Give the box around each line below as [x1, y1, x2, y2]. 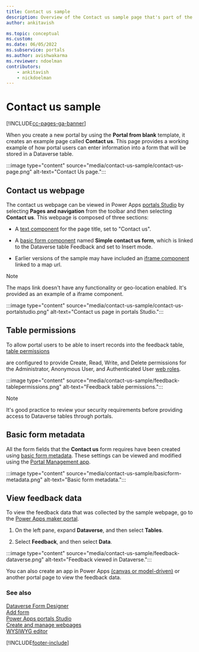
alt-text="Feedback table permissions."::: [62, 383, 163, 390]
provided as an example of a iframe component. [6, 291, 124, 297]
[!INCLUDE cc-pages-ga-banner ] [6, 120, 86, 127]
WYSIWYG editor [6, 628, 48, 635]
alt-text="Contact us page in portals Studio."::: [50, 308, 164, 315]
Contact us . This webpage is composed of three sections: [6, 214, 149, 221]
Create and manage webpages [6, 621, 82, 628]
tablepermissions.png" [6, 383, 62, 390]
